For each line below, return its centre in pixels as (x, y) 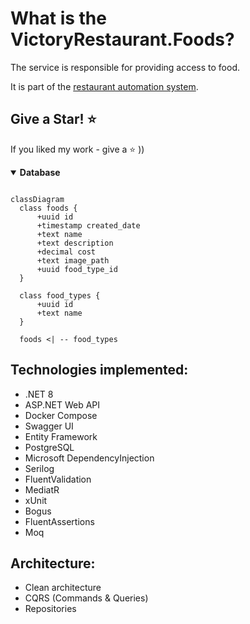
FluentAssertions (59, 521)
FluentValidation (58, 479)
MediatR (42, 489)
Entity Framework (61, 436)
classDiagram (37, 199)
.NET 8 (39, 394)
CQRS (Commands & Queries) (86, 598)
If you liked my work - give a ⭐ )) (77, 149)
